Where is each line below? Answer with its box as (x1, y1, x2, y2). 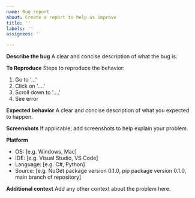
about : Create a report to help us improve (6, 14, 117, 20)
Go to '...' (14, 76, 37, 83)
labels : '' (6, 25, 34, 32)
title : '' (6, 20, 31, 26)
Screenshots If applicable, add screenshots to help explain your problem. (6, 125, 188, 132)
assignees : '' (6, 31, 42, 37)
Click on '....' (14, 82, 46, 90)
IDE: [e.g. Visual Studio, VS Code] (14, 154, 98, 162)
